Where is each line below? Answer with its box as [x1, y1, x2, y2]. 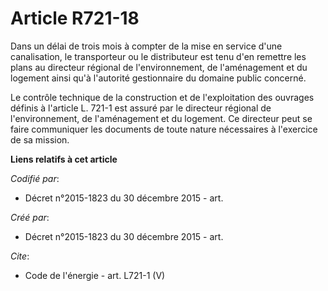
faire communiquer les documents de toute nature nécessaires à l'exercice [10, 123, 318, 135]
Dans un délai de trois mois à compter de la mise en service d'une [10, 40, 283, 52]
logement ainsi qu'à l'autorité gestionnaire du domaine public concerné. [10, 72, 307, 84]
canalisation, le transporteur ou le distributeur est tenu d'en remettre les [10, 50, 307, 62]
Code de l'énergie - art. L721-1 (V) [24, 269, 166, 281]
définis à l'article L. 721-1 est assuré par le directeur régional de [10, 102, 272, 114]
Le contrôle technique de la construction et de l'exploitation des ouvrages [10, 91, 315, 103]
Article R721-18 [10, 7, 140, 30]
